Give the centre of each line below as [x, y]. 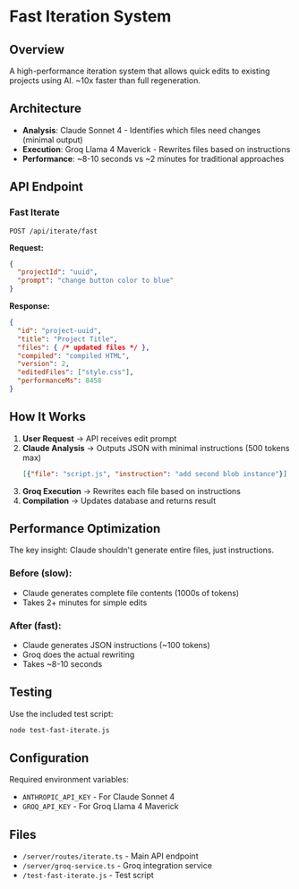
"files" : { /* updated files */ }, [84, 347]
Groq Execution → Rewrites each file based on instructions [132, 491]
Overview [37, 50]
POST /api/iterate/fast [54, 231]
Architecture [46, 109]
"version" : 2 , [43, 364]
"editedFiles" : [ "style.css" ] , [76, 372]
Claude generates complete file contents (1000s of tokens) [131, 593]
